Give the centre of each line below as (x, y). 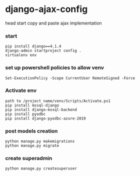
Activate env (21, 90)
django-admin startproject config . (43, 51)
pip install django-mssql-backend (41, 109)
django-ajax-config (46, 9)
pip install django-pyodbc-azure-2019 (45, 118)
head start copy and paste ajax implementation (53, 23)
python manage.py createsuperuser (41, 168)
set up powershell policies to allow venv (54, 67)
